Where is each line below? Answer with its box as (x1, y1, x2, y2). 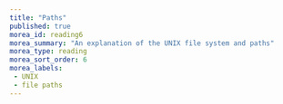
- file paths (13, 80, 64, 90)
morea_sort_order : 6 (9, 55, 88, 64)
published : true (9, 22, 71, 31)
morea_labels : (9, 64, 64, 73)
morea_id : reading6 (9, 30, 84, 39)
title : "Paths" (9, 13, 67, 23)
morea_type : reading (9, 47, 88, 56)
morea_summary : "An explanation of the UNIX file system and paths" (9, 38, 275, 48)
